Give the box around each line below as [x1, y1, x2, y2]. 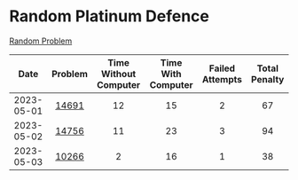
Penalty [251, 73, 285, 85]
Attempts [201, 73, 242, 85]
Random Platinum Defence [9, 6, 210, 27]
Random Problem [9, 35, 73, 46]
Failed [208, 62, 236, 74]
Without [100, 67, 137, 80]
